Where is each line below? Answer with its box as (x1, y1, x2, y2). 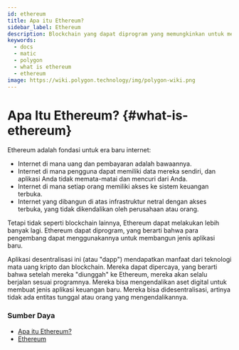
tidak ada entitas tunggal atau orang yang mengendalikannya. (7, 293, 188, 302)
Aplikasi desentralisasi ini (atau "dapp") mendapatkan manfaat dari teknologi (7, 255, 232, 264)
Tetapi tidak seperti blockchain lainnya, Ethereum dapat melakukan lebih (7, 218, 220, 228)
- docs (14, 43, 33, 51)
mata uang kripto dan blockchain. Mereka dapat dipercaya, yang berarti (7, 262, 218, 271)
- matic (14, 51, 37, 58)
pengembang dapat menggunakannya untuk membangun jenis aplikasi (7, 234, 216, 243)
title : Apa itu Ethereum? (7, 17, 84, 24)
